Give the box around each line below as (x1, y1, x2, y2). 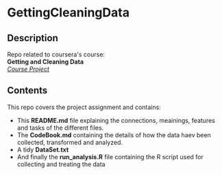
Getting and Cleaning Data (7, 58, 84, 66)
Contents (7, 84, 48, 97)
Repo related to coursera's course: (7, 50, 105, 58)
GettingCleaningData (7, 5, 130, 21)
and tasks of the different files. (16, 124, 104, 132)
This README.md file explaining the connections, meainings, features (16, 116, 216, 124)
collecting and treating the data (16, 160, 106, 168)
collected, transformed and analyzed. (16, 138, 123, 146)
